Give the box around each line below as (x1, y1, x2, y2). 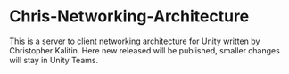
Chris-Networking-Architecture (9, 6, 250, 27)
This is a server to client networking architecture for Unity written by (9, 36, 260, 46)
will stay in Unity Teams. (9, 54, 99, 65)
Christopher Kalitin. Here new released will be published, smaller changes (9, 45, 281, 55)
